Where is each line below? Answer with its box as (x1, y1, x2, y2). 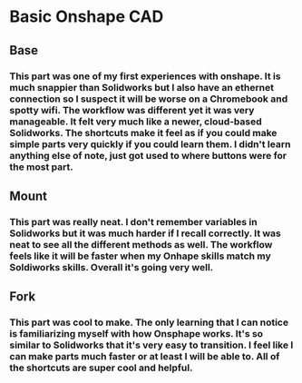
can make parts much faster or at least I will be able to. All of (9, 350, 280, 363)
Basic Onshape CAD (9, 6, 164, 27)
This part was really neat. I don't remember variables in (9, 215, 258, 228)
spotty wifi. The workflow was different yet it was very (9, 103, 255, 116)
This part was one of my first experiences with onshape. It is (9, 70, 281, 83)
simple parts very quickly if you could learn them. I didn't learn (9, 138, 291, 151)
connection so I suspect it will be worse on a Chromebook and (9, 93, 288, 105)
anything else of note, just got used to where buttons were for (9, 149, 287, 162)
